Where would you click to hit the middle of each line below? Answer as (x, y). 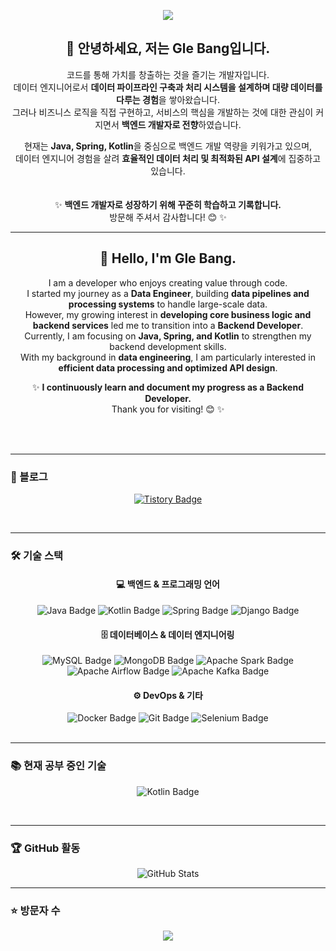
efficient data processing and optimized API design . (168, 367)
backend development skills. (168, 346)
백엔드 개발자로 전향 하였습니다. (181, 124)
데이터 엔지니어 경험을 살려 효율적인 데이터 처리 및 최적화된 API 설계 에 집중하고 (168, 158)
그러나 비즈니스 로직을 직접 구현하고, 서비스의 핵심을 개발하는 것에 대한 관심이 (162, 112)
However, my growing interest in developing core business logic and (168, 314)
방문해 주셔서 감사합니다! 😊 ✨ (168, 217)
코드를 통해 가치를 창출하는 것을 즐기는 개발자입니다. (168, 74)
